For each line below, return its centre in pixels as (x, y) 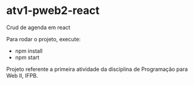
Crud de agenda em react (38, 27)
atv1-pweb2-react (53, 11)
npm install (29, 51)
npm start (27, 57)
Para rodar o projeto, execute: (43, 39)
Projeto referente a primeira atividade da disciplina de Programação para (97, 69)
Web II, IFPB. (22, 75)
